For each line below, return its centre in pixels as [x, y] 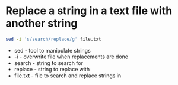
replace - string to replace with [52, 69]
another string [42, 23]
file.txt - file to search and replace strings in [68, 76]
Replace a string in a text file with [89, 11]
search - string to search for [49, 63]
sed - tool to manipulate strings [53, 50]
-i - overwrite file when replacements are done [71, 57]
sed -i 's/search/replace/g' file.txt [53, 39]
